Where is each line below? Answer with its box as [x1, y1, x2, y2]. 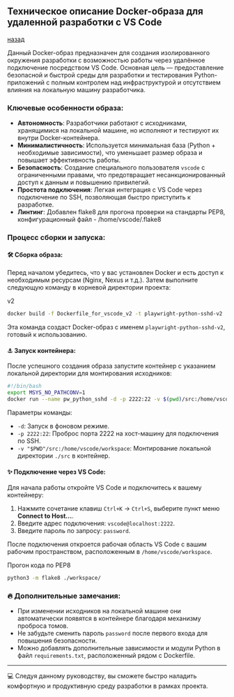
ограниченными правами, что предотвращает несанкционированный [17, 171, 226, 179]
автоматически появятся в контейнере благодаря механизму [17, 614, 201, 623]
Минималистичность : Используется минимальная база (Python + [17, 141, 216, 149]
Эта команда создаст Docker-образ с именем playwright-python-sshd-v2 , [7, 323, 226, 331]
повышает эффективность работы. [17, 156, 120, 165]
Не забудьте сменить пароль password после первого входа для [17, 629, 208, 638]
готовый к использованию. [7, 331, 88, 339]
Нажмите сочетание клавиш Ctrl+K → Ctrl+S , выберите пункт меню [17, 504, 220, 513]
